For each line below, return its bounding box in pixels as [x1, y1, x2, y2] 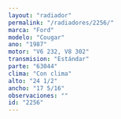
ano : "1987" [8, 41, 47, 49]
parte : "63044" [8, 63, 58, 70]
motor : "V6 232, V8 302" [8, 48, 90, 56]
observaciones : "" [8, 92, 68, 99]
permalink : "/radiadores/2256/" [8, 19, 114, 27]
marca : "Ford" [8, 26, 55, 34]
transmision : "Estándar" [8, 56, 90, 63]
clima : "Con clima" [8, 70, 72, 78]
